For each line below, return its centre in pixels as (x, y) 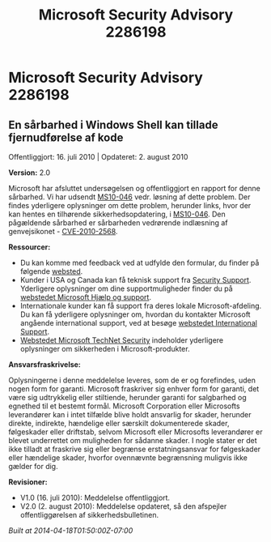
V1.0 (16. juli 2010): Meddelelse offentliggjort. (95, 497)
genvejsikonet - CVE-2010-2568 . (63, 231)
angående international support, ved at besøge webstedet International (138, 323)
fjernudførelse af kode (66, 137)
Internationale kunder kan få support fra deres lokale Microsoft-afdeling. (141, 306)
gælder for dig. (33, 466)
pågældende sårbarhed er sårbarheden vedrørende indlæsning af (118, 223)
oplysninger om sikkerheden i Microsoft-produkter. (105, 349)
